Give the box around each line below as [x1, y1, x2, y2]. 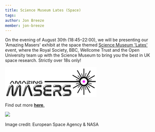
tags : [5, 13, 16, 18]
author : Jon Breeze [5, 18, 45, 23]
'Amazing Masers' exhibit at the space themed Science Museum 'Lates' [5, 42, 148, 48]
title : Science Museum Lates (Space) [5, 8, 81, 13]
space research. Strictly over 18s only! [5, 58, 81, 63]
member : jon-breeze [5, 23, 45, 28]
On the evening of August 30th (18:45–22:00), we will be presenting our [5, 37, 149, 43]
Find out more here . [5, 102, 45, 108]
